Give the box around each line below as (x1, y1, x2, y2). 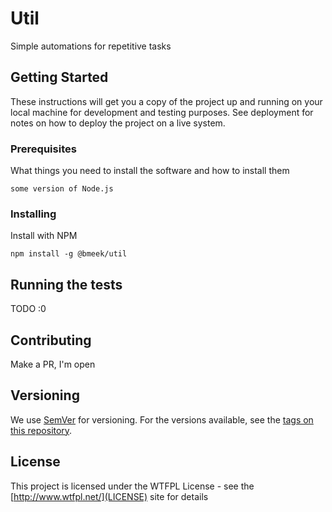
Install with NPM (10, 230, 78, 242)
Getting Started (10, 69, 109, 86)
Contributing (10, 332, 92, 349)
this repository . (10, 424, 73, 436)
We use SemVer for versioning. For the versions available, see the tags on (10, 413, 314, 426)
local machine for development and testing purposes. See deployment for (10, 106, 314, 118)
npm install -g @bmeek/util (10, 249, 128, 259)
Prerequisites (10, 142, 77, 156)
